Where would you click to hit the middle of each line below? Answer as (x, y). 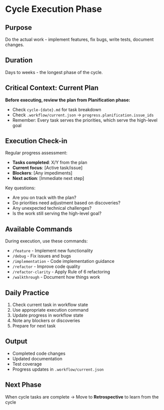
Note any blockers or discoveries (46, 321)
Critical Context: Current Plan (52, 88)
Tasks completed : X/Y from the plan (50, 163)
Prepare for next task (34, 326)
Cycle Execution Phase (54, 9)
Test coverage (27, 364)
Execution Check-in (36, 141)
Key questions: (20, 188)
